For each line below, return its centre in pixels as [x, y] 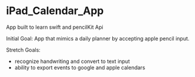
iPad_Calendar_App [55, 11]
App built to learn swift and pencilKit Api [55, 27]
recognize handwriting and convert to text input [72, 61]
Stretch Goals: [23, 50]
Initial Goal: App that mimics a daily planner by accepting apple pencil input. [98, 38]
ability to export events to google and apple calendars [80, 67]
